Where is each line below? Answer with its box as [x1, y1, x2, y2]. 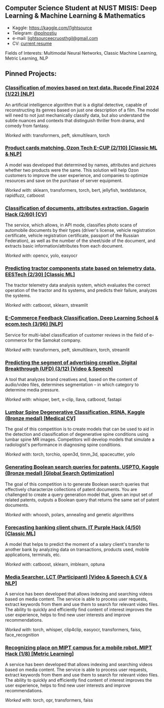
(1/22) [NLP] [5, 91, 34, 98]
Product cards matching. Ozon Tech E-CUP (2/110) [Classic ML [5, 144, 158, 151]
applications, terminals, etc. [5, 552, 61, 558]
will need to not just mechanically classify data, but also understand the [5, 112, 150, 118]
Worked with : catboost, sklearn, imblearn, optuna [5, 561, 105, 567]
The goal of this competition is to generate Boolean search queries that [5, 481, 149, 487]
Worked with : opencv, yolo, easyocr [5, 252, 78, 258]
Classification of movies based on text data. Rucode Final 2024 [5, 84, 159, 91]
